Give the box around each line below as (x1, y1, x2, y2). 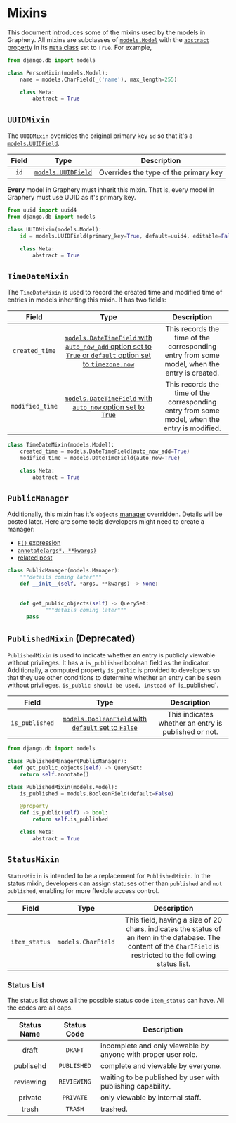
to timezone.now (82, 359, 135, 369)
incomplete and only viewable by (100, 1041, 209, 1051)
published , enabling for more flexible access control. (7, 886, 159, 894)
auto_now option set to (72, 402, 145, 412)
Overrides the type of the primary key (98, 167, 223, 177)
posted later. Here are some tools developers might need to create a (7, 518, 205, 526)
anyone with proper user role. (100, 1049, 198, 1059)
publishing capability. (100, 1081, 171, 1091)
